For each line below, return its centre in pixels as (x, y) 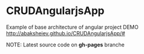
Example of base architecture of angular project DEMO (72, 27)
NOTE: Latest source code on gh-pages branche (66, 45)
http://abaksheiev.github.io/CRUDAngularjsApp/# (66, 33)
